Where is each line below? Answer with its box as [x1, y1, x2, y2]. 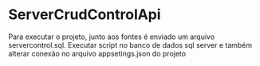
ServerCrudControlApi [8, 6, 161, 24]
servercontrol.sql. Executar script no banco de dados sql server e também [8, 40, 253, 49]
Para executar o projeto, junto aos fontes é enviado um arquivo [8, 32, 215, 41]
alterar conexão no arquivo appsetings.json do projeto [8, 49, 186, 58]
